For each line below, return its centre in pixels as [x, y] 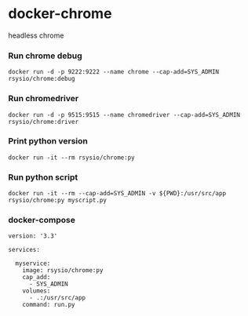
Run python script [43, 177]
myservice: [33, 263]
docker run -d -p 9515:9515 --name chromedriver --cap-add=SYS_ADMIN [124, 114]
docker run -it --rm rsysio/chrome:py [71, 158]
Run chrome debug [45, 56]
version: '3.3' [33, 236]
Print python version [48, 141]
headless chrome [36, 35]
